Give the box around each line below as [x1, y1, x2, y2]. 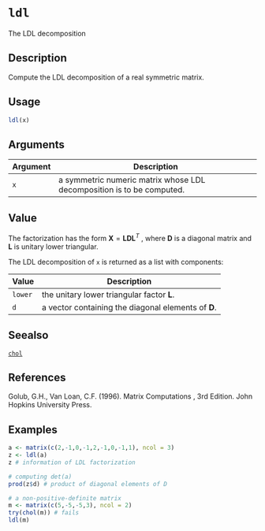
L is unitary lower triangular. [8, 242, 99, 251]
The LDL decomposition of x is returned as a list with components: [8, 257, 224, 266]
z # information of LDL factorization [8, 459, 136, 466]
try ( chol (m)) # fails [8, 509, 80, 517]
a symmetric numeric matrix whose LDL [58, 175, 206, 186]
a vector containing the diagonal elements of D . [42, 302, 217, 313]
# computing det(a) [8, 473, 73, 481]
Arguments [8, 138, 65, 151]
